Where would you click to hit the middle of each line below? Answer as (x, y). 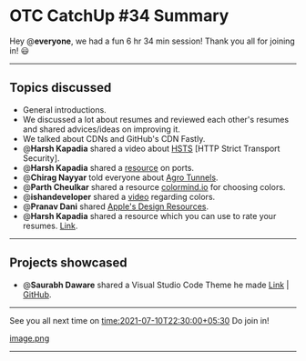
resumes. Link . (50, 226)
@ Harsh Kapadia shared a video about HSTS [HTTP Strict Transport (151, 148)
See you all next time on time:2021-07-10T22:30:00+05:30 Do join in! (140, 320)
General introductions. (64, 109)
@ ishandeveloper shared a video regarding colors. (119, 196)
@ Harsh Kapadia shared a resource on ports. (108, 167)
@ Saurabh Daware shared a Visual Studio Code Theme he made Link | (156, 285)
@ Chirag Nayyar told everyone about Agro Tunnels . (120, 177)
